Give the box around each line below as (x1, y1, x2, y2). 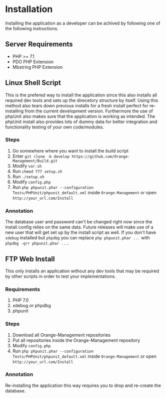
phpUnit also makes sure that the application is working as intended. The (5, 113, 155, 119)
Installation (5, 4, 53, 15)
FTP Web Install (5, 254, 55, 263)
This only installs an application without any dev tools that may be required (5, 268, 159, 274)
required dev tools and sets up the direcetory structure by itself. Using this (5, 97, 158, 103)
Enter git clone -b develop (12, 153, 70, 159)
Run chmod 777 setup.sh (12, 168, 62, 174)
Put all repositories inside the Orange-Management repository (12, 337, 140, 343)
